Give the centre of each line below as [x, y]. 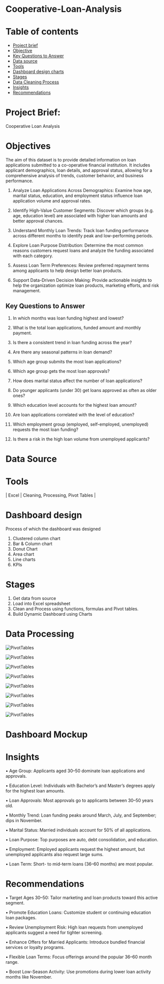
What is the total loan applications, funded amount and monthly [77, 327]
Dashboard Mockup [47, 734]
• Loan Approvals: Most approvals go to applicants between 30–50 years [80, 800]
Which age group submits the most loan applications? [67, 361]
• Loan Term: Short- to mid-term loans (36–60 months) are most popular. [80, 864]
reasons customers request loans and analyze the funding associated [83, 251]
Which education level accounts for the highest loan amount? [75, 405]
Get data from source [34, 598]
